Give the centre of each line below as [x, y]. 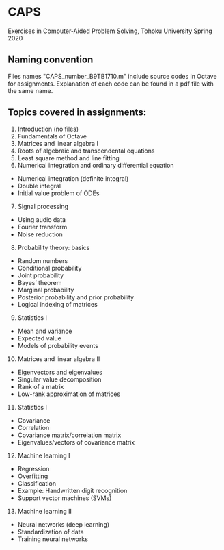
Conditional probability [50, 268]
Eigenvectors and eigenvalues [60, 372]
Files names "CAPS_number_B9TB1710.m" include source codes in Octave [112, 76]
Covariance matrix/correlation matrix [69, 435]
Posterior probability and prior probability [76, 297]
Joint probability [41, 275]
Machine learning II [45, 511]
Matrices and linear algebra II [59, 359]
